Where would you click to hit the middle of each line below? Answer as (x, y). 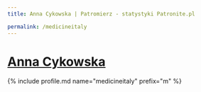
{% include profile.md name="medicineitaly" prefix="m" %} (95, 81)
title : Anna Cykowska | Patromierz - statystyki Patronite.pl (101, 14)
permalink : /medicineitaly (47, 27)
